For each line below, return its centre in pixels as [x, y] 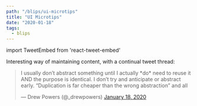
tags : [13, 28]
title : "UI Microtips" [34, 17]
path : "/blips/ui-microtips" [42, 11]
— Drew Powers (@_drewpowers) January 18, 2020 [83, 97]
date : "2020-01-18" [30, 22]
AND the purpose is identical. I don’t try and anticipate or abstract [101, 79]
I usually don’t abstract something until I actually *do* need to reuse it [106, 73]
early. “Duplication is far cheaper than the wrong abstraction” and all [104, 85]
